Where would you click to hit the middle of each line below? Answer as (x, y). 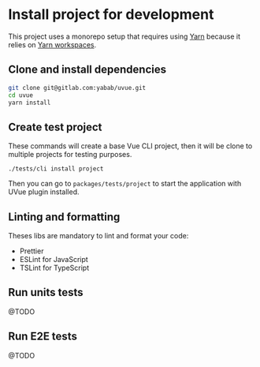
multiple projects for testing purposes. (70, 155)
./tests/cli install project (56, 169)
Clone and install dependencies (87, 70)
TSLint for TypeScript (54, 268)
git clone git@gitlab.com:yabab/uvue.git (77, 88)
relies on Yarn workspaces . (52, 44)
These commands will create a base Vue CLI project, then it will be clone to (130, 146)
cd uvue (21, 95)
